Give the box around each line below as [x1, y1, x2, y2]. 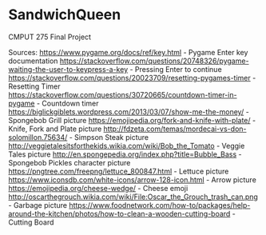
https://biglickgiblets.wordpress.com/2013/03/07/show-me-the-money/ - [8, 106, 249, 117]
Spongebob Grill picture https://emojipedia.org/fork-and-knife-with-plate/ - [8, 115, 256, 125]
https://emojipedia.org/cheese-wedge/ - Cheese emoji [8, 183, 189, 193]
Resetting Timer [8, 82, 61, 91]
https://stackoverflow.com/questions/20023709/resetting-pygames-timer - [8, 73, 256, 82]
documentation [8, 56, 58, 66]
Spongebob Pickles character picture [8, 157, 131, 167]
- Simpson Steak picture [69, 132, 149, 141]
